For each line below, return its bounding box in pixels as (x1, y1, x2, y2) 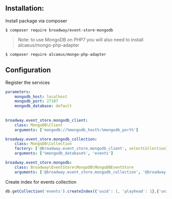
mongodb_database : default (14, 103, 72, 109)
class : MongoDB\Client (14, 122, 63, 127)
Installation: (5, 4, 45, 13)
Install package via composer (5, 17, 68, 24)
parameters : (5, 89, 31, 94)
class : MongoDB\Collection (14, 141, 72, 146)
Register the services (5, 79, 50, 85)
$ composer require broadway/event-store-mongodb (5, 28, 114, 33)
